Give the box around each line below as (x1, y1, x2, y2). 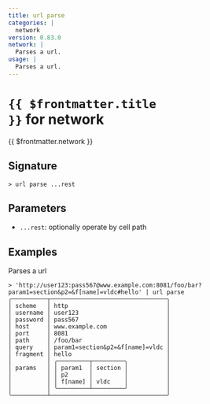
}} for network (8, 110, 105, 128)
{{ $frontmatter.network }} (8, 136, 93, 146)
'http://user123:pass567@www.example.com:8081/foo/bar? (15, 281, 202, 290)
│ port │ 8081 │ (8, 330, 171, 338)
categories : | (8, 19, 55, 27)
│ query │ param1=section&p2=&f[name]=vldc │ (8, 343, 171, 351)
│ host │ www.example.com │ (8, 323, 171, 331)
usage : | (8, 56, 37, 64)
